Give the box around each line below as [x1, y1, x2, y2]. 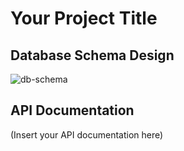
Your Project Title [10, 7, 158, 30]
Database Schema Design [10, 47, 175, 64]
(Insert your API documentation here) [10, 128, 164, 141]
